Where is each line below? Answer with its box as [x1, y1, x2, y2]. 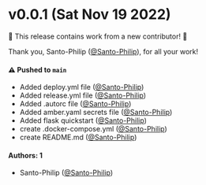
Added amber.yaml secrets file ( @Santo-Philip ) [19, 108, 173, 117]
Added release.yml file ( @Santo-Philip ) [19, 91, 147, 100]
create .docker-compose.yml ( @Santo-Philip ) [19, 124, 167, 134]
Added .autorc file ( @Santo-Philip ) [19, 99, 132, 109]
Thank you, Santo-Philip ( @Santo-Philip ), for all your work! [8, 46, 199, 56]
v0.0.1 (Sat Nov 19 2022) [8, 6, 171, 24]
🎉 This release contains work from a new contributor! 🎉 [8, 31, 188, 41]
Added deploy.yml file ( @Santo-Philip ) [19, 83, 144, 92]
